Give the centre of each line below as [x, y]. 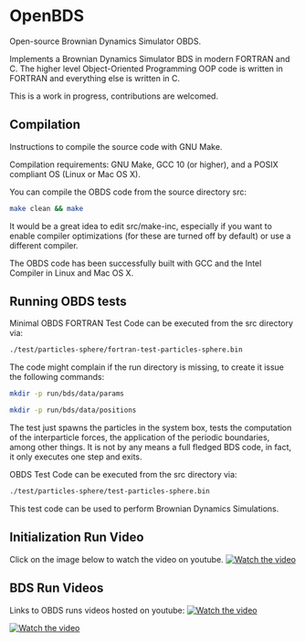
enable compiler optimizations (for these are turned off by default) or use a [150, 236]
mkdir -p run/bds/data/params [67, 394]
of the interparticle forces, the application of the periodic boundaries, [140, 437]
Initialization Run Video [77, 537]
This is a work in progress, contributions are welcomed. [114, 96]
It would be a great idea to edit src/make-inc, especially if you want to [141, 226]
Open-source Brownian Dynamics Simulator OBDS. [105, 41]
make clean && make [47, 208]
